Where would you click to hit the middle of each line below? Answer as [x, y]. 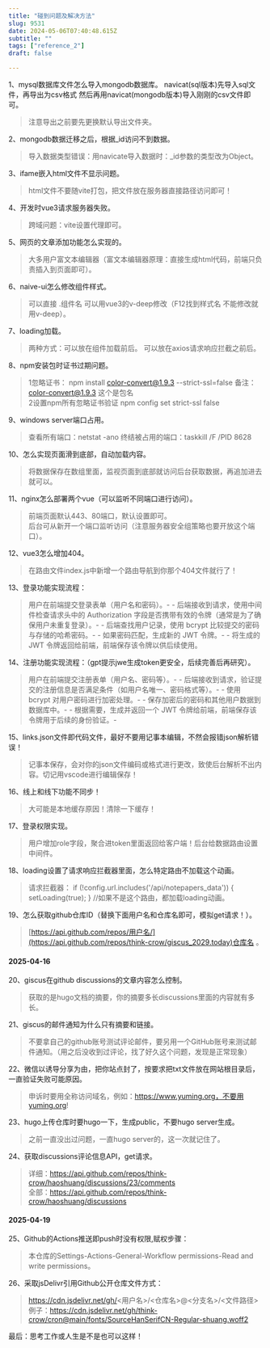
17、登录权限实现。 [40, 826]
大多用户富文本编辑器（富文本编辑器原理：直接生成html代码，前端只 [142, 259]
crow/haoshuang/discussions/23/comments [102, 1183]
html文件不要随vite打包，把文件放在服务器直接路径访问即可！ [130, 190]
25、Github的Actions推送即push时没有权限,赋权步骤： [99, 1239]
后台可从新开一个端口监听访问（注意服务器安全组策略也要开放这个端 [141, 526]
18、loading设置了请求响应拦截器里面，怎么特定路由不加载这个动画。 [123, 870]
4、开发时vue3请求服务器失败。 [61, 208]
